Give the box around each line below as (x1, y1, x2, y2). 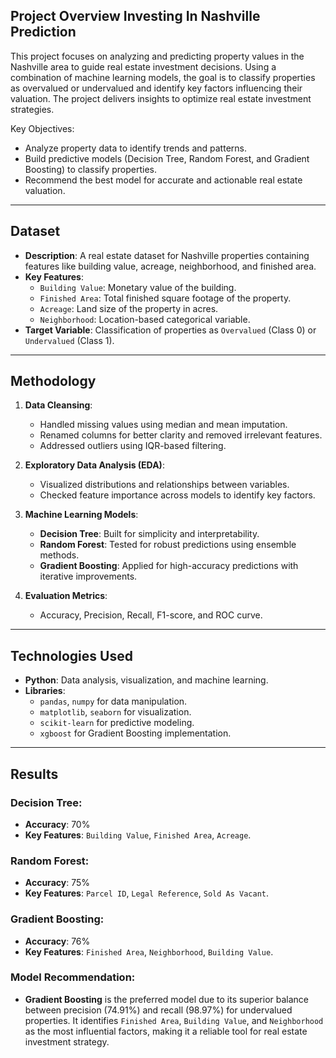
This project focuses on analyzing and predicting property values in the (10, 50, 305, 62)
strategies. (10, 103, 55, 115)
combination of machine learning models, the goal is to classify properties (10, 71, 316, 83)
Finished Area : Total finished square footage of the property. (39, 292, 292, 304)
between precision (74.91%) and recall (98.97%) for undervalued (24, 1004, 293, 1016)
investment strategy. (24, 1035, 110, 1048)
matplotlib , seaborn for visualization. (39, 706, 192, 718)
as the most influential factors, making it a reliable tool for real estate (24, 1025, 308, 1037)
